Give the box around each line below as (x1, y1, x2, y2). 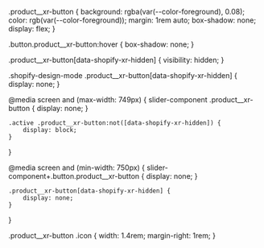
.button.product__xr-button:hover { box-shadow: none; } (8, 39, 195, 49)
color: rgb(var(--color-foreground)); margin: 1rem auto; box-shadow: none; (8, 15, 256, 25)
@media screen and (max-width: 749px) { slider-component (8, 95, 208, 104)
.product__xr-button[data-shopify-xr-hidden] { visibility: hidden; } (8, 56, 225, 64)
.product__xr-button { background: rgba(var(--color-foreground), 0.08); (8, 7, 245, 16)
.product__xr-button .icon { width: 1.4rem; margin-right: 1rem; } (8, 231, 216, 240)
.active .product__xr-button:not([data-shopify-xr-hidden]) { (8, 119, 221, 127)
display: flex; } (8, 24, 56, 33)
